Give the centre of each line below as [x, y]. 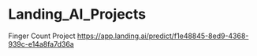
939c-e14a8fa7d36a [41, 44]
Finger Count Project [42, 36]
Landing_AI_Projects [77, 14]
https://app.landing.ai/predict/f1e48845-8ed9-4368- [163, 36]
